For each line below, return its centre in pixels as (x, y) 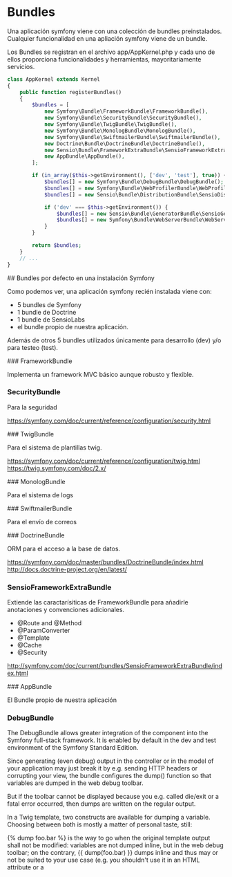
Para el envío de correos (42, 521)
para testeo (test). (33, 347)
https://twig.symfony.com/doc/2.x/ (57, 468)
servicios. (21, 66)
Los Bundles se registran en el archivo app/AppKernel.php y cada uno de (111, 52)
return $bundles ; (57, 246)
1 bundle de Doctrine (47, 312)
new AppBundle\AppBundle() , (85, 156)
